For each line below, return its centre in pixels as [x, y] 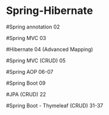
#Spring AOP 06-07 [30, 71]
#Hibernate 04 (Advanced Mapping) [50, 49]
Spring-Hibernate [50, 11]
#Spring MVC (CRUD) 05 [36, 60]
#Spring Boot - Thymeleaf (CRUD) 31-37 [55, 105]
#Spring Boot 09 [26, 83]
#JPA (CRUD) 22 [26, 94]
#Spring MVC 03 [26, 38]
